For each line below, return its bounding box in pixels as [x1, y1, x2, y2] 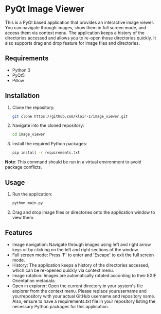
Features [5, 228, 33, 237]
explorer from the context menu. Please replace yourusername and [12, 288, 147, 294]
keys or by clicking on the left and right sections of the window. [12, 246, 140, 252]
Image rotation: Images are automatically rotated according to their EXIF [12, 272, 157, 278]
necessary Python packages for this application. [12, 303, 109, 309]
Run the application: [12, 191, 53, 197]
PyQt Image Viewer [5, 3, 85, 15]
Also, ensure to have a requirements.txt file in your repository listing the [12, 298, 156, 304]
